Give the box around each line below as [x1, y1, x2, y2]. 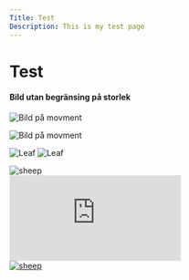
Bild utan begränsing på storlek [9, 92, 131, 103]
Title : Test [9, 13, 55, 23]
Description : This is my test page [9, 22, 145, 31]
